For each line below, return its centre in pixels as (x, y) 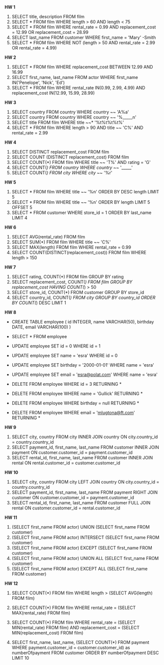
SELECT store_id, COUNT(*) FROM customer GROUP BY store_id (78, 292)
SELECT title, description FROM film (48, 16)
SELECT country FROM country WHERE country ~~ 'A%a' (70, 112)
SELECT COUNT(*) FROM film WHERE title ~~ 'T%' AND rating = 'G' (81, 162)
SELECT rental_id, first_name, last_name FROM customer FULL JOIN (81, 503)
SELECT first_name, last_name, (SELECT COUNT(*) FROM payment (80, 642)
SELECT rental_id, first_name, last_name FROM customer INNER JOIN (82, 458)
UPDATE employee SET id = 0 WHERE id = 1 (56, 346)
